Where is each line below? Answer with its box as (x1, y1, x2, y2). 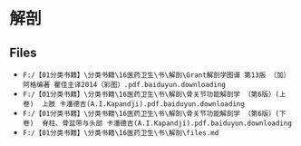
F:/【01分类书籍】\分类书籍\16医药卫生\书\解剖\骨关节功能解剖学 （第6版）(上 (22, 90, 286, 99)
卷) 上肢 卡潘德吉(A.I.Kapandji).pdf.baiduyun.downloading (22, 100, 245, 109)
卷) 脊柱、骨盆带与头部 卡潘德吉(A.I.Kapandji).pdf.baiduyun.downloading (22, 119, 293, 128)
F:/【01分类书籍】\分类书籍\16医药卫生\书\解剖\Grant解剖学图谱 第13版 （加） (22, 71, 291, 80)
